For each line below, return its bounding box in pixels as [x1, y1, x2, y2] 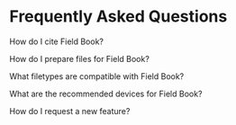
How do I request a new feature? [9, 105, 131, 116]
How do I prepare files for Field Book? [9, 53, 150, 64]
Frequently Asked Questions [9, 6, 228, 27]
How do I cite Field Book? [9, 36, 104, 47]
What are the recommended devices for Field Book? [9, 88, 203, 99]
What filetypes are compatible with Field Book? [9, 70, 185, 82]
